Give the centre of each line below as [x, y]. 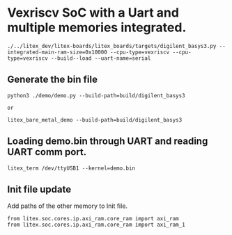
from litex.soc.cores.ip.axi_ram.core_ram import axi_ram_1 [96, 225]
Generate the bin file [52, 80]
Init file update [39, 189]
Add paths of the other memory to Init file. [67, 206]
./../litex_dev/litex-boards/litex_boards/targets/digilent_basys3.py [112, 46]
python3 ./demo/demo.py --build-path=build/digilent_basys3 [96, 95]
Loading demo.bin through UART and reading [108, 141]
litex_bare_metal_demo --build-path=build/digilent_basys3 [95, 120]
